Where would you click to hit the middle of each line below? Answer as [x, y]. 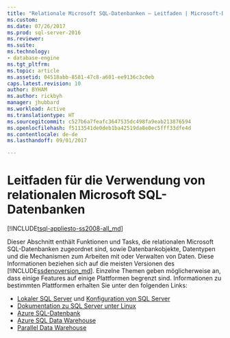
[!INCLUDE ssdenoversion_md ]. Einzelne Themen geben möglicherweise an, [114, 271]
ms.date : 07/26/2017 [37, 26]
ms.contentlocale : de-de [42, 134]
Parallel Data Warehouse [52, 328]
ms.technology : [29, 52]
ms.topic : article [33, 70]
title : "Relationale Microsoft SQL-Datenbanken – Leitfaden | [98, 13]
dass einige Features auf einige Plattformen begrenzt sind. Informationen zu [114, 278]
